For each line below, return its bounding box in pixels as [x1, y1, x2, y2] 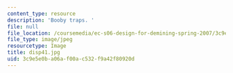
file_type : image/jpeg [7, 36, 73, 43]
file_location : [7, 29, 51, 37]
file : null [7, 23, 39, 30]
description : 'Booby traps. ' [7, 17, 95, 24]
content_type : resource [7, 10, 76, 17]
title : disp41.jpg [7, 49, 60, 56]
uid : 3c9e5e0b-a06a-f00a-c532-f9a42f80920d [7, 56, 135, 63]
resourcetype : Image [7, 42, 67, 49]
